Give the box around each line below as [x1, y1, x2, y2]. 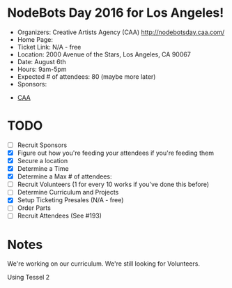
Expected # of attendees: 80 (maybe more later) [17, 72, 156, 81]
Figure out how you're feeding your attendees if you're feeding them [17, 149, 215, 157]
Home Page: [17, 35, 54, 43]
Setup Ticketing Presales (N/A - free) [17, 196, 124, 204]
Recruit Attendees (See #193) [17, 211, 102, 220]
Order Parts [17, 204, 51, 212]
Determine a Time [17, 165, 69, 173]
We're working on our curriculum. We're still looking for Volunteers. [7, 259, 201, 268]
